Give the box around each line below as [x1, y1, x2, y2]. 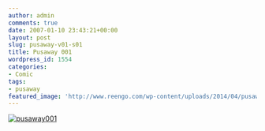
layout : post [8, 33, 51, 42]
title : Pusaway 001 [8, 48, 73, 56]
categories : [8, 63, 47, 71]
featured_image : [8, 92, 62, 100]
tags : [8, 77, 26, 85]
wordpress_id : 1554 [8, 56, 73, 64]
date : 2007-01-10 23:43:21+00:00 [8, 26, 118, 34]
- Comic [8, 70, 34, 78]
